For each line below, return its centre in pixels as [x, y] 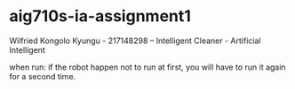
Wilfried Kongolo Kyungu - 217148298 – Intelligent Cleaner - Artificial [135, 41]
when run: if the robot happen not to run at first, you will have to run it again [147, 67]
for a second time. [43, 76]
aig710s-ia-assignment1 [100, 16]
